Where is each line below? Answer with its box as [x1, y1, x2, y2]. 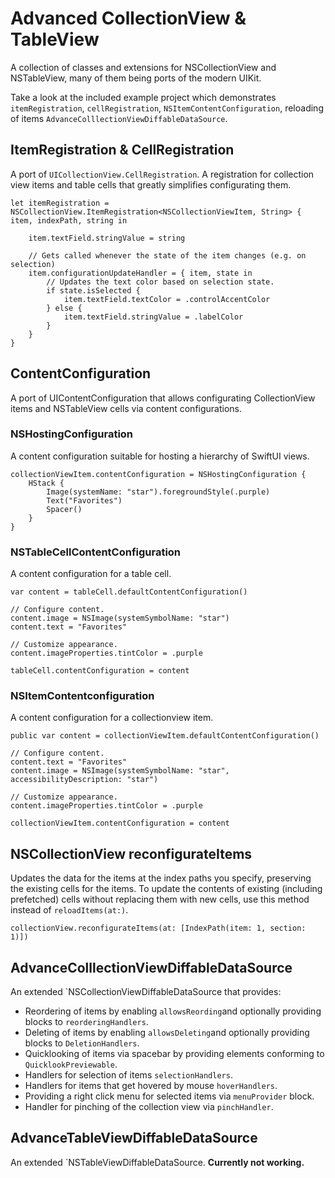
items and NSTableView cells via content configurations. [10, 402, 243, 414]
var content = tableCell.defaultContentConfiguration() [10, 587, 248, 597]
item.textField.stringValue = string [28, 233, 186, 243]
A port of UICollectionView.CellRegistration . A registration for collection [10, 168, 315, 180]
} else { [46, 303, 83, 313]
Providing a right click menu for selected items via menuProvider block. [24, 1090, 315, 1102]
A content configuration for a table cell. [10, 568, 172, 580]
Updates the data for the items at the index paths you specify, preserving [10, 872, 312, 884]
